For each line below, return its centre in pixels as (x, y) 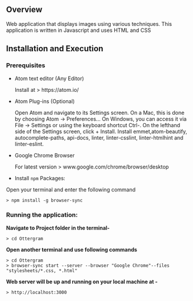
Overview (24, 10)
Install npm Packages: (40, 178)
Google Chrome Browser (45, 155)
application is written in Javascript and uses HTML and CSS (79, 30)
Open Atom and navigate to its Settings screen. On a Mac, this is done (99, 113)
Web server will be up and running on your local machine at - (82, 282)
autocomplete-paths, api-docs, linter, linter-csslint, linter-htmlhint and (99, 137)
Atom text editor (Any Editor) (49, 78)
